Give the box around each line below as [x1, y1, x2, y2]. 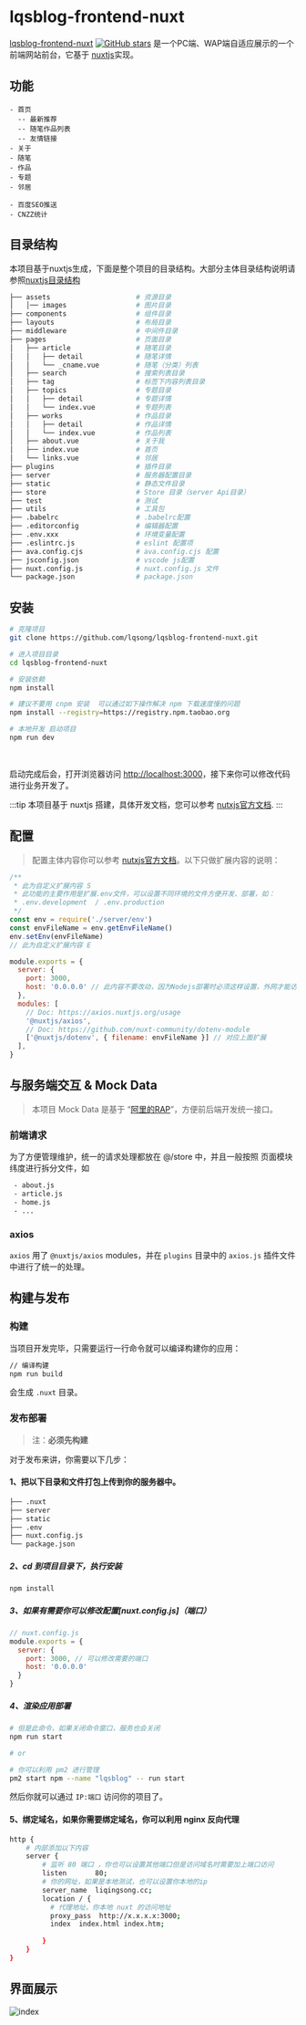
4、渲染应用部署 [9, 1700, 71, 1711]
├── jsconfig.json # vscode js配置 [9, 555, 195, 565]
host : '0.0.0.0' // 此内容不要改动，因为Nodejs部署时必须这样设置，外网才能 [25, 983, 291, 992]
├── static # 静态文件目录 [9, 479, 185, 488]
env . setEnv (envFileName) [9, 932, 104, 941]
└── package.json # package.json [9, 572, 194, 581]
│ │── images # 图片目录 [9, 301, 171, 310]
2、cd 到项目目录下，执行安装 [9, 1561, 123, 1571]
